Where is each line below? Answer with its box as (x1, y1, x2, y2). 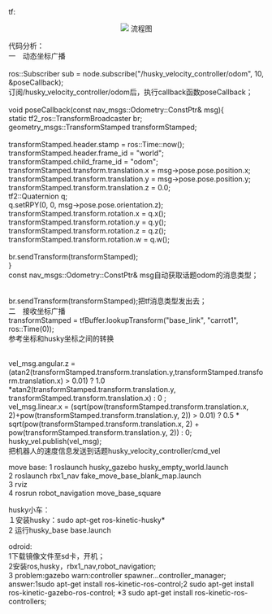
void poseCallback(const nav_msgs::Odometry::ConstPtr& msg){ (8, 105, 225, 115)
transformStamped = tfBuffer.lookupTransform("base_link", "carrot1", (8, 316, 239, 324)
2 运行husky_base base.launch (8, 525, 112, 535)
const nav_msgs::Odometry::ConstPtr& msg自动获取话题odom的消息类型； (8, 270, 259, 280)
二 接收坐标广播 (8, 307, 66, 316)
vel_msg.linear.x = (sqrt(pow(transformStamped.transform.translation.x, (8, 402, 249, 412)
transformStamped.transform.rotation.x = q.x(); (8, 209, 166, 218)
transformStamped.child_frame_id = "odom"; (8, 157, 158, 166)
